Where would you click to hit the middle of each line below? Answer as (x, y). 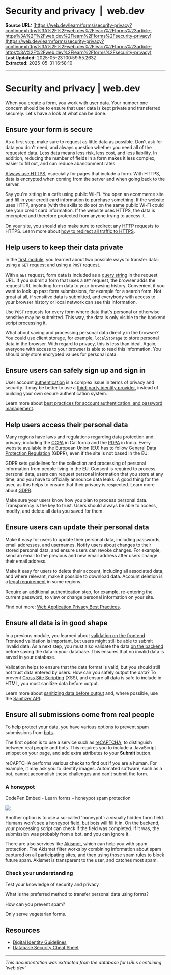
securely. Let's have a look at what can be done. (56, 113)
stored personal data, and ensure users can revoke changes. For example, (83, 550)
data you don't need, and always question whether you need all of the (78, 147)
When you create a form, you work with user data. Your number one (77, 103)
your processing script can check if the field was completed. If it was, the (82, 828)
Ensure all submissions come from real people (80, 715)
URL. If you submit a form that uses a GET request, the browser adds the (80, 280)
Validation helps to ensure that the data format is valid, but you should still (83, 667)
